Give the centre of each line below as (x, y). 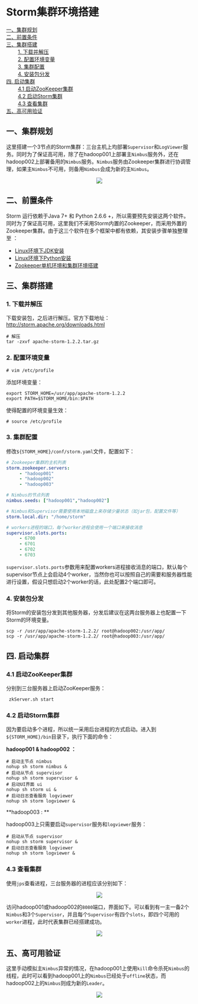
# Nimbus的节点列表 (28, 495)
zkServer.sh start (31, 699)
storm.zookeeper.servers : (38, 468)
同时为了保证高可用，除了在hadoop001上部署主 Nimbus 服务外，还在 (98, 154)
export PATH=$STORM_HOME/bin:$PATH (50, 399)
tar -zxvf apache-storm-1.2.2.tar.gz (53, 342)
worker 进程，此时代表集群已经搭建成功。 (56, 922)
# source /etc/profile (34, 421)
